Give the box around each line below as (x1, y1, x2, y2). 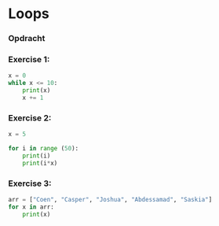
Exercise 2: (8, 112, 52, 123)
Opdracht (8, 33, 46, 44)
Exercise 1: (8, 54, 50, 65)
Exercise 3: (8, 178, 52, 189)
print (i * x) (22, 159, 58, 167)
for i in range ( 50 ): (8, 145, 79, 153)
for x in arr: (8, 202, 55, 211)
